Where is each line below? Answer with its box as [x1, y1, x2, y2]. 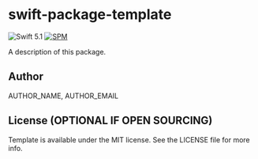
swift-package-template [8, 6, 172, 24]
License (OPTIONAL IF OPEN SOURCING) [8, 114, 213, 127]
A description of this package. [8, 47, 107, 56]
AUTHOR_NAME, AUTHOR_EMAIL [8, 91, 119, 100]
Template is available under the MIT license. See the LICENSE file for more [8, 134, 250, 144]
